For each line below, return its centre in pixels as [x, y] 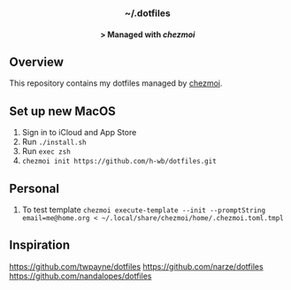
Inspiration [40, 245]
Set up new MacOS [63, 111]
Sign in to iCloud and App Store [79, 133]
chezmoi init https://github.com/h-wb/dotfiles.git [119, 162]
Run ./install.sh [54, 142]
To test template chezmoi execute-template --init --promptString [144, 210]
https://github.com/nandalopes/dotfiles [80, 276]
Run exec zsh [46, 151]
